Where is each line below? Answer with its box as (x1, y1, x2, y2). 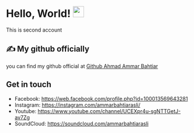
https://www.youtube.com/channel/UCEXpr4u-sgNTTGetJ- (37, 107, 181, 114)
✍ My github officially (6, 44, 89, 54)
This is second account (6, 26, 63, 33)
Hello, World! (6, 7, 71, 21)
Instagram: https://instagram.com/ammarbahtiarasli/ (14, 101, 141, 108)
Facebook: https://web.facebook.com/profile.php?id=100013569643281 (14, 95, 188, 102)
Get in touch (6, 80, 51, 90)
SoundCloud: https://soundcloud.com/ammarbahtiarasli (14, 120, 149, 127)
